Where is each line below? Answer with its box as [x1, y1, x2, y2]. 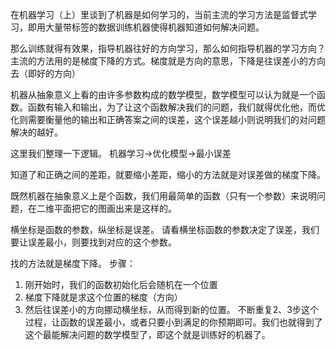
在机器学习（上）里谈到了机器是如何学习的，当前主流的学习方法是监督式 [10, 9, 308, 20]
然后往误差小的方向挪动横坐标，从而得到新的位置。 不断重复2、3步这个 [24, 304, 319, 315]
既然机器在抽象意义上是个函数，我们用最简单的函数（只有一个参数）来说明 [10, 190, 317, 202]
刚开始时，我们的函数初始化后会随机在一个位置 [24, 279, 218, 290]
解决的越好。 [10, 126, 63, 138]
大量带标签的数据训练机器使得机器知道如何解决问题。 [44, 21, 265, 33]
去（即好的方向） [10, 68, 81, 79]
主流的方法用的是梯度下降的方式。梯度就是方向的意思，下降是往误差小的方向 [10, 55, 326, 67]
